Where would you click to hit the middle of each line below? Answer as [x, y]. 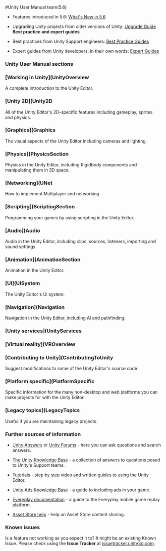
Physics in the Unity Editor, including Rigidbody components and [71, 165]
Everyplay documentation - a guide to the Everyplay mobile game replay [86, 499]
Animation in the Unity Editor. [35, 271]
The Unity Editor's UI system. [35, 294]
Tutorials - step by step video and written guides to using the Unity [81, 475]
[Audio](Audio [23, 230]
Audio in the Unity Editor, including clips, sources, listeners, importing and [81, 241]
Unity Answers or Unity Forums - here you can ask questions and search [86, 445]
